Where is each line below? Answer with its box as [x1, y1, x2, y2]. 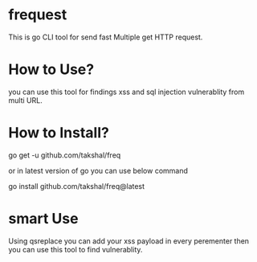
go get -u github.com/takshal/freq [8, 150, 121, 160]
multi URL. [8, 95, 43, 105]
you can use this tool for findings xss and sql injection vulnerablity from [8, 87, 245, 96]
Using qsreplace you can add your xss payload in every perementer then [8, 235, 250, 246]
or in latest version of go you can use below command [8, 166, 189, 175]
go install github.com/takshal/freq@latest [8, 181, 145, 190]
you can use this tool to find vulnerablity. [8, 244, 143, 254]
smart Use [8, 210, 79, 227]
